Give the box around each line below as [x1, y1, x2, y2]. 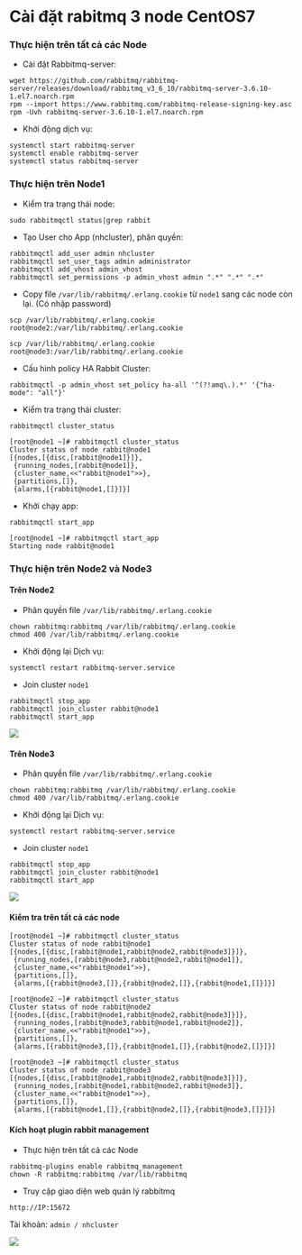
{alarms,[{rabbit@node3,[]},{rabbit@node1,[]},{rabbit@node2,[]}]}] [13, 1042, 277, 1051]
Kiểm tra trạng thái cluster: [22, 404, 122, 415]
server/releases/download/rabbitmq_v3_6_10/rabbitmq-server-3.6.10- [9, 84, 272, 94]
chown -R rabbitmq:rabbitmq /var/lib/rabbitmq [9, 1169, 188, 1178]
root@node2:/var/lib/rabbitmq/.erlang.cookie [9, 323, 183, 333]
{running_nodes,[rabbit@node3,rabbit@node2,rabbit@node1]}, [13, 956, 244, 965]
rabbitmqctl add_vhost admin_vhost [9, 264, 143, 274]
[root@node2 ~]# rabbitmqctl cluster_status [9, 994, 179, 1004]
